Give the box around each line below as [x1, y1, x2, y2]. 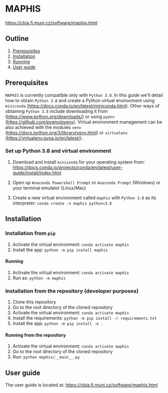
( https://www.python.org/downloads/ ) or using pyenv [5, 113, 115, 119]
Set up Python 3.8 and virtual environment [5, 148, 111, 155]
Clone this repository [12, 299, 57, 305]
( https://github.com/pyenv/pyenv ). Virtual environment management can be [5, 119, 162, 125]
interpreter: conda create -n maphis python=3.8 [12, 200, 112, 206]
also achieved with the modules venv [5, 124, 82, 130]
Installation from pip [5, 230, 56, 237]
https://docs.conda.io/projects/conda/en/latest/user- [12, 164, 123, 170]
